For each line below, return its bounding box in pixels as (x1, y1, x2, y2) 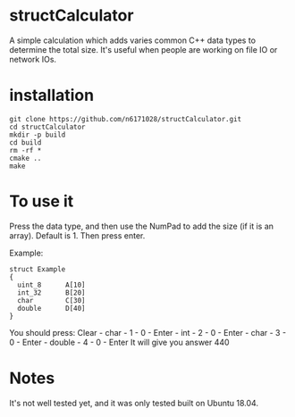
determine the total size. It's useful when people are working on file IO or (9, 44, 278, 54)
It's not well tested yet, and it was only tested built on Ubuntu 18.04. (9, 397, 259, 408)
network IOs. (9, 54, 56, 64)
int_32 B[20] (17, 288, 87, 297)
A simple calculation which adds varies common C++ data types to (9, 35, 257, 46)
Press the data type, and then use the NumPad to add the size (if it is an (9, 221, 274, 231)
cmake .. (9, 154, 42, 163)
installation (9, 86, 95, 105)
